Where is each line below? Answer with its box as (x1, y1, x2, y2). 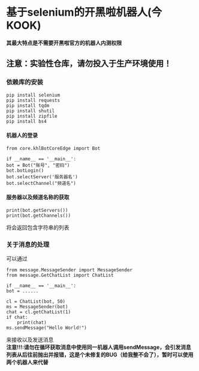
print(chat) (17, 319, 47, 326)
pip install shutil (6, 107, 55, 114)
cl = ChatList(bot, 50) (6, 298, 66, 305)
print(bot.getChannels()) (6, 213, 71, 219)
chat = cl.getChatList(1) (6, 309, 71, 315)
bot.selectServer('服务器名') (6, 173, 78, 180)
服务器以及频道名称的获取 (6, 193, 70, 201)
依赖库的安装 (6, 78, 44, 86)
